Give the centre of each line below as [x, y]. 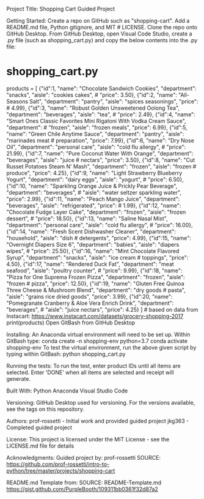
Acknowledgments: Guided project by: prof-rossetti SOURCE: [83, 457]
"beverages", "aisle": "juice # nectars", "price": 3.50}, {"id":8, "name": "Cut [101, 160]
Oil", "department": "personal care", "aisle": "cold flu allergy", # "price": [96, 147]
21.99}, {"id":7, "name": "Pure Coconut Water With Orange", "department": [100, 153]
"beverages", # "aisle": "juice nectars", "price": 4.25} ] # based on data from [102, 309]
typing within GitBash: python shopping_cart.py [66, 354]
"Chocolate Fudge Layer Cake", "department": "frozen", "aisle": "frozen [96, 212]
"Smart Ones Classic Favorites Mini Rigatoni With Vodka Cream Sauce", [96, 121]
